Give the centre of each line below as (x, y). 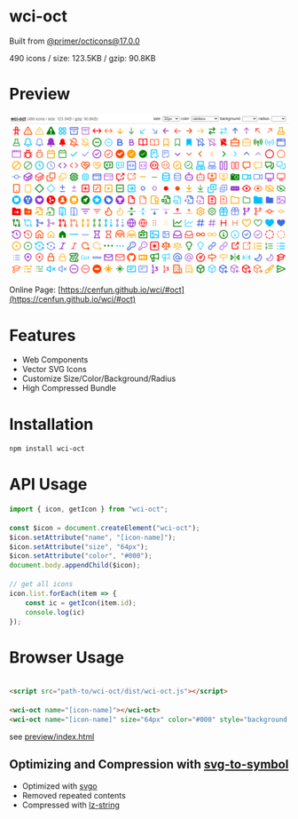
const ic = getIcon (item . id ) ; (81, 603)
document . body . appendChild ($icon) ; (75, 566)
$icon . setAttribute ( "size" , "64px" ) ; (79, 547)
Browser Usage (67, 657)
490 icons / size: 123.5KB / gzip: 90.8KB (82, 58)
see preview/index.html (52, 736)
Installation (51, 424)
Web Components (55, 360)
